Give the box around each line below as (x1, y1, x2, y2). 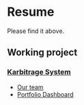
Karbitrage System (7, 67, 72, 77)
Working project (7, 47, 78, 58)
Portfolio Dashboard (16, 90, 74, 98)
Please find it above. (7, 27, 65, 35)
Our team (16, 83, 44, 91)
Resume (7, 4, 55, 20)
